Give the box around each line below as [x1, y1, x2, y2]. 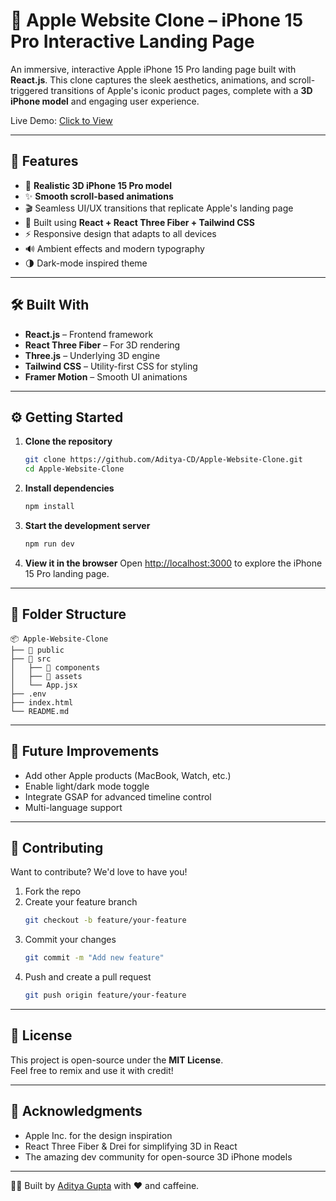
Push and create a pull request [24, 971, 152, 983]
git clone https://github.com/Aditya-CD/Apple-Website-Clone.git [24, 455, 303, 465]
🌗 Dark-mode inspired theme [24, 257, 148, 269]
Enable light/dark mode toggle [24, 780, 150, 792]
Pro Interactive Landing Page [10, 30, 255, 53]
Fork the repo [24, 885, 82, 898]
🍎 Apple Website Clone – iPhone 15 [10, 9, 304, 32]
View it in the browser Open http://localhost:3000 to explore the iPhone [24, 557, 323, 569]
